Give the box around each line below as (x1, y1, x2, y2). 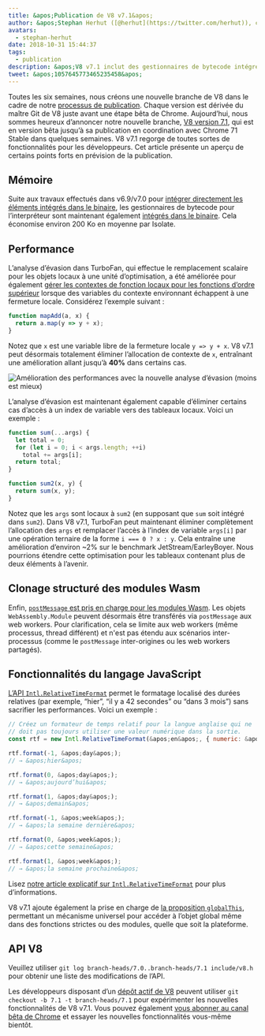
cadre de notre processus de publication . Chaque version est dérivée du (8, 100, 244, 110)
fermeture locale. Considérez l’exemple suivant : (8, 297, 165, 306)
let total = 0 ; (15, 436, 65, 444)
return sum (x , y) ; (15, 487, 77, 495)
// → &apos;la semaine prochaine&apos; (8, 865, 140, 873)
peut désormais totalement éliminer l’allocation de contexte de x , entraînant (8, 349, 253, 359)
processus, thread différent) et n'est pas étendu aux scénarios (8, 628, 211, 638)
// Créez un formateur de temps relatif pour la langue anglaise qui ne (8, 720, 252, 728)
